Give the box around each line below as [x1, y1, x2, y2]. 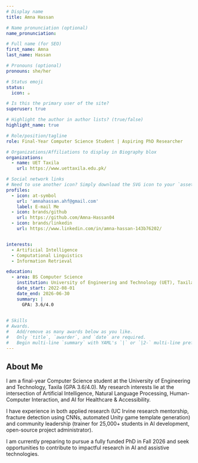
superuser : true [6, 106, 46, 112]
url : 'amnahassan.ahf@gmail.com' [16, 198, 99, 204]
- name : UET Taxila [11, 160, 60, 166]
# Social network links [6, 176, 65, 182]
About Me [6, 362, 43, 372]
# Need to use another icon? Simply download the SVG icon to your [6, 182, 176, 187]
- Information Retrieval [11, 258, 72, 264]
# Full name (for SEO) [6, 41, 62, 47]
